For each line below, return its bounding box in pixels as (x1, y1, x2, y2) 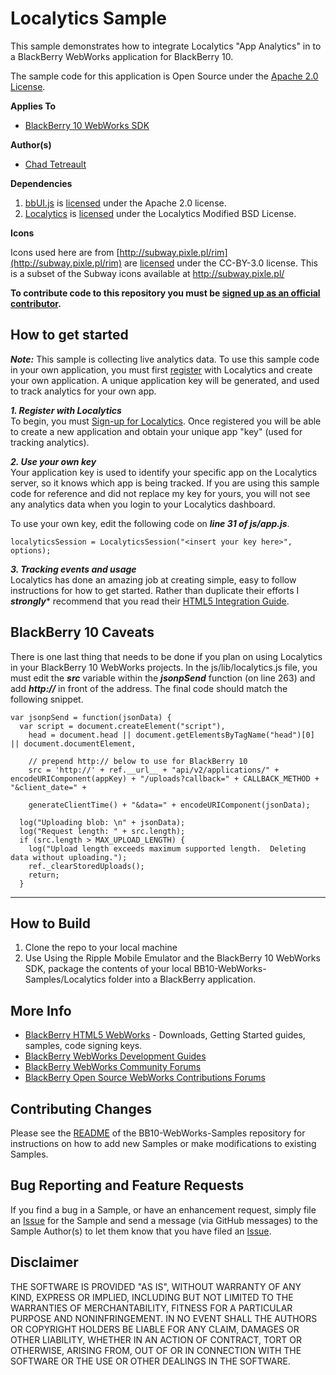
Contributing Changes (10, 1100, 152, 1117)
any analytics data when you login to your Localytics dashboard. (10, 498, 276, 510)
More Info (10, 1002, 72, 1019)
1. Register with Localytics (10, 404, 122, 416)
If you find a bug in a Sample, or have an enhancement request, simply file (10, 1203, 317, 1216)
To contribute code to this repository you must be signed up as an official (10, 287, 321, 299)
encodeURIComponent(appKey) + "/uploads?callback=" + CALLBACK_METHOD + (10, 773, 320, 784)
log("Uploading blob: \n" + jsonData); (19, 817, 186, 827)
